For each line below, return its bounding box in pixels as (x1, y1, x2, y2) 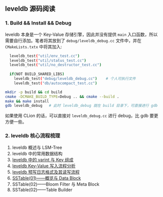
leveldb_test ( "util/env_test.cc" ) (9, 53, 80, 58)
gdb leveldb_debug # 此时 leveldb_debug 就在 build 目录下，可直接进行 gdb (5, 103, 158, 108)
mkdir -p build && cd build (5, 90, 63, 95)
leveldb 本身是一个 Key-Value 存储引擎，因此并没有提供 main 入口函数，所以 (5, 31, 158, 37)
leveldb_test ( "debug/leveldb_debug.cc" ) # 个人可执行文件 (14, 76, 136, 81)
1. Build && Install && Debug (5, 20, 72, 26)
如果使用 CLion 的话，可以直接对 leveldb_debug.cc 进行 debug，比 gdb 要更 (5, 113, 159, 119)
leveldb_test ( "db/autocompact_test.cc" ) (14, 80, 97, 86)
